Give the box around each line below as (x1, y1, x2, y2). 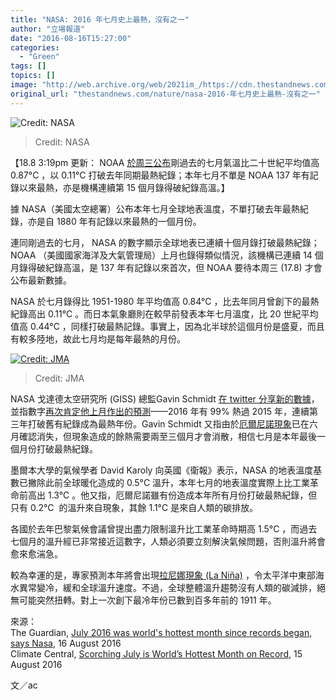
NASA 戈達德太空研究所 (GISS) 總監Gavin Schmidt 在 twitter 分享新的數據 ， (10, 392, 320, 405)
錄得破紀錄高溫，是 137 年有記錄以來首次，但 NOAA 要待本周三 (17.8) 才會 (18, 261, 323, 273)
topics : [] (10, 71, 56, 81)
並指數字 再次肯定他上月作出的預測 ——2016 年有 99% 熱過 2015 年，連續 (10, 405, 310, 417)
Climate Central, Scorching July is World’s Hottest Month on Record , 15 (10, 647, 303, 660)
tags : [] (10, 61, 47, 71)
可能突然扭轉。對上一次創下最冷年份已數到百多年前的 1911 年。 (18, 594, 277, 606)
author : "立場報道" (10, 24, 86, 34)
